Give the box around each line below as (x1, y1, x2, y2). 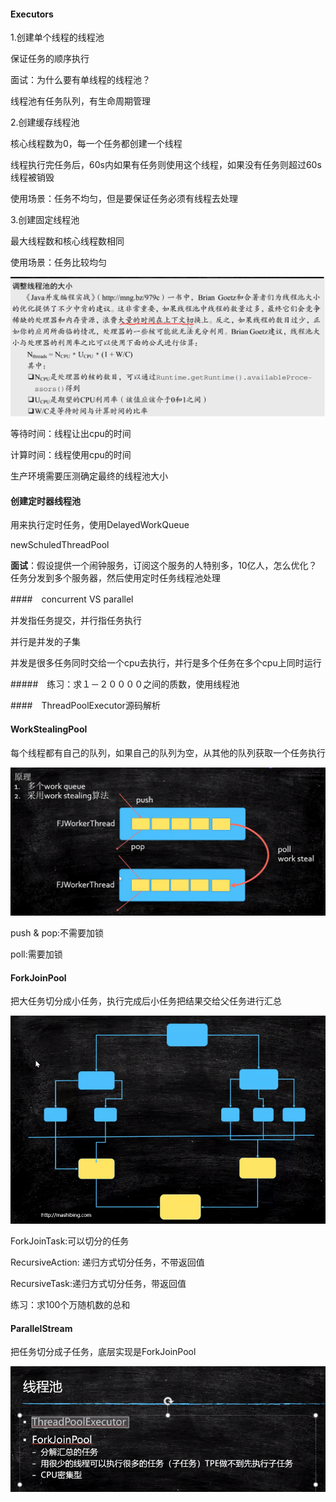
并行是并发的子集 (10, 636, 81, 648)
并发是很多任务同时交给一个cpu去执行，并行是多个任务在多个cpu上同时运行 (10, 657, 322, 669)
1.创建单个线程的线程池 (10, 31, 105, 44)
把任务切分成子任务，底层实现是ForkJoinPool (10, 1346, 197, 1358)
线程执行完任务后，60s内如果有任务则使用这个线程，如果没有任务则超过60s (10, 159, 322, 171)
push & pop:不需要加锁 (10, 927, 104, 939)
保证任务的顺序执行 (10, 53, 90, 65)
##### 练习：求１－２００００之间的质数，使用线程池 (10, 678, 240, 690)
